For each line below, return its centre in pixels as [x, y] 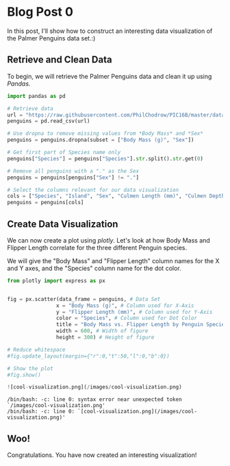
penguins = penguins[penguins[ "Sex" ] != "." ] [73, 177]
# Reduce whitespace [37, 349]
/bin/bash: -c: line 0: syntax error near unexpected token [95, 400]
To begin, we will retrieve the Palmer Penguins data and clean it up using [110, 76]
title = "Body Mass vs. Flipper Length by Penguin [130, 325]
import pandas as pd [37, 96]
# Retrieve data [30, 108]
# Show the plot [30, 368]
